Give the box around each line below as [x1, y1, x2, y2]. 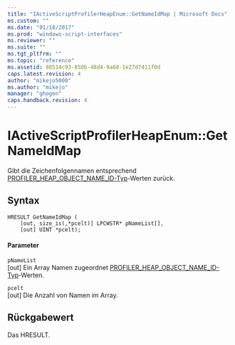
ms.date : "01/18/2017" [7, 24, 75, 31]
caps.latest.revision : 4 [7, 70, 81, 77]
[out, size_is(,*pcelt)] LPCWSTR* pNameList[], [20, 219, 164, 227]
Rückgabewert [7, 311, 74, 324]
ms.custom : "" [7, 17, 50, 24]
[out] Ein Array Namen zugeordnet [7, 263, 108, 271]
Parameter [7, 241, 39, 250]
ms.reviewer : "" [7, 37, 56, 44]
